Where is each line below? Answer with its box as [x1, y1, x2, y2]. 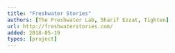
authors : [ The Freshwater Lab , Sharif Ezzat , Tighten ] [7, 17, 169, 23]
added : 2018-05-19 [7, 29, 60, 36]
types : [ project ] [7, 36, 58, 43]
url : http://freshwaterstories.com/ [7, 23, 113, 30]
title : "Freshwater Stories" [7, 10, 92, 17]
